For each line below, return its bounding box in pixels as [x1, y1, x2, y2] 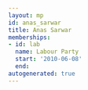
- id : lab [8, 41, 41, 49]
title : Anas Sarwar [8, 26, 72, 34]
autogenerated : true [8, 70, 76, 77]
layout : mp [8, 11, 44, 20]
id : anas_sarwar [8, 19, 61, 27]
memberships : [8, 33, 51, 41]
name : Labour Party [15, 48, 79, 56]
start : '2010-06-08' [15, 56, 82, 63]
